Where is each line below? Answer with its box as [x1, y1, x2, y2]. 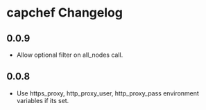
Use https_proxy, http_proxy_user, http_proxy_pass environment [16, 89, 199, 98]
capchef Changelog [6, 5, 123, 21]
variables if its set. [16, 96, 69, 104]
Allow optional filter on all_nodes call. [16, 51, 123, 59]
